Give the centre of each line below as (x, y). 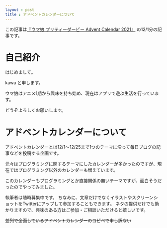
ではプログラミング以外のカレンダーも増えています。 (63, 170)
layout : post (20, 10)
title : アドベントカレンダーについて (40, 14)
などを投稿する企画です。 (35, 153)
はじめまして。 (20, 72)
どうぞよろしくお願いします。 (36, 110)
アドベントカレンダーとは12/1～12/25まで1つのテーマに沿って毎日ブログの (81, 147)
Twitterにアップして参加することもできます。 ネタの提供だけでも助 (91, 204)
